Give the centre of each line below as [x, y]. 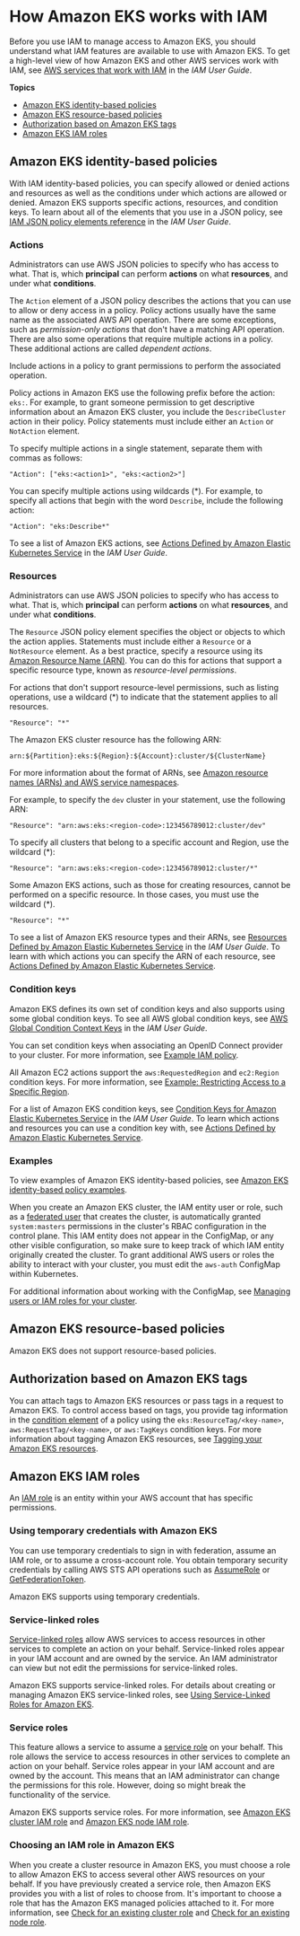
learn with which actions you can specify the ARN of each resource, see [142, 956]
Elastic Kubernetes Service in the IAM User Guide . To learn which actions [144, 1118]
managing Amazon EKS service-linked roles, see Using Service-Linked [140, 1694]
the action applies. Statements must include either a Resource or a [130, 642]
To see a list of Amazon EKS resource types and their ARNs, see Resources [148, 937]
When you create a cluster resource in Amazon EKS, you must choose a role [150, 1864]
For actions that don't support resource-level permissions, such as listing [144, 688]
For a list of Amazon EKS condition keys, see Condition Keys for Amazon [143, 1109]
